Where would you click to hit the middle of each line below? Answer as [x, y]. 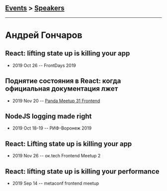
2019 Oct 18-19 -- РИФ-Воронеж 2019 [52, 128]
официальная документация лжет [62, 89]
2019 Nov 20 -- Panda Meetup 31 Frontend [56, 101]
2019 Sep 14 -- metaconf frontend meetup [56, 184]
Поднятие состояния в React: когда [63, 81]
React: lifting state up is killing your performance [83, 171]
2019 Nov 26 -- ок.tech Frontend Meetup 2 [56, 156]
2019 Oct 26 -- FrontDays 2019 [44, 65]
